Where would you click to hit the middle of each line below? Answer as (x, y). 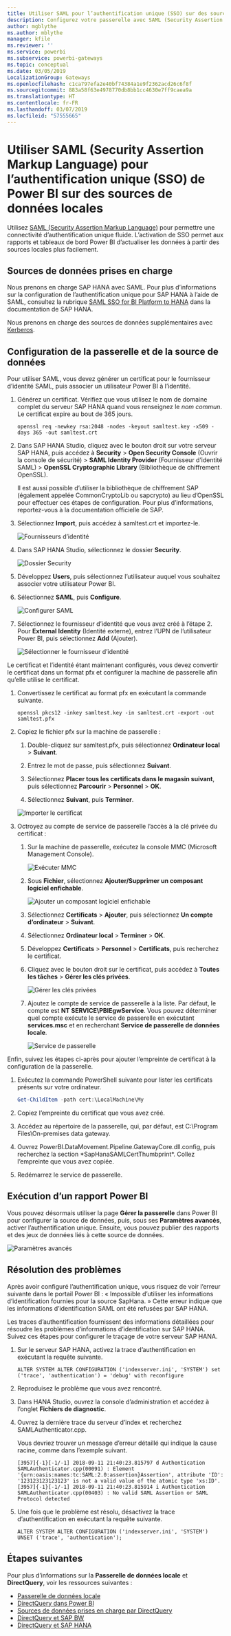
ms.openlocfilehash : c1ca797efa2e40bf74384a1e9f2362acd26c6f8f (100, 84)
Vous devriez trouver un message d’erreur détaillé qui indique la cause (117, 1443)
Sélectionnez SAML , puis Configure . (69, 597)
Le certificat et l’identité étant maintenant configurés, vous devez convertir (113, 665)
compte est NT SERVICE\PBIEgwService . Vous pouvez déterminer (122, 1011)
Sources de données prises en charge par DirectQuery (95, 1611)
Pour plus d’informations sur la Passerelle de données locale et (97, 1575)
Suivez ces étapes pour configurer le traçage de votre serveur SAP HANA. (112, 1336)
